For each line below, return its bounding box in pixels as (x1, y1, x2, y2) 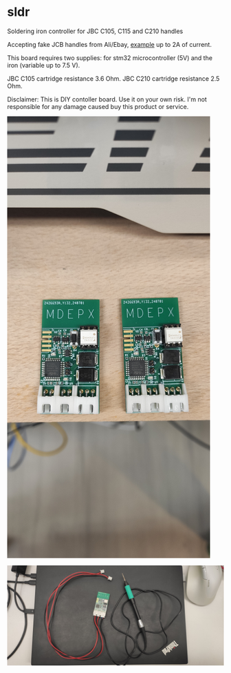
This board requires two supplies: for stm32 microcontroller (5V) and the (7, 53, 213, 62)
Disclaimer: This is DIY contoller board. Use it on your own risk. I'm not (7, 95, 208, 104)
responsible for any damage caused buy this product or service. (7, 102, 189, 110)
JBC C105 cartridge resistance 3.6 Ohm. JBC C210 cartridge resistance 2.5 (7, 74, 220, 83)
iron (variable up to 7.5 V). (7, 61, 80, 69)
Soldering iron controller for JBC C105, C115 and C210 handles (7, 27, 184, 35)
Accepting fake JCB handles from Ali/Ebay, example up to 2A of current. (7, 40, 212, 48)
